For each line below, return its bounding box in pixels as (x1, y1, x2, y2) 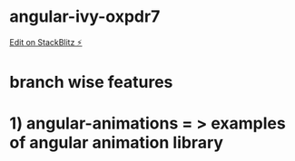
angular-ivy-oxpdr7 (9, 6, 161, 27)
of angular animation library (9, 133, 224, 153)
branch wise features (9, 72, 173, 92)
